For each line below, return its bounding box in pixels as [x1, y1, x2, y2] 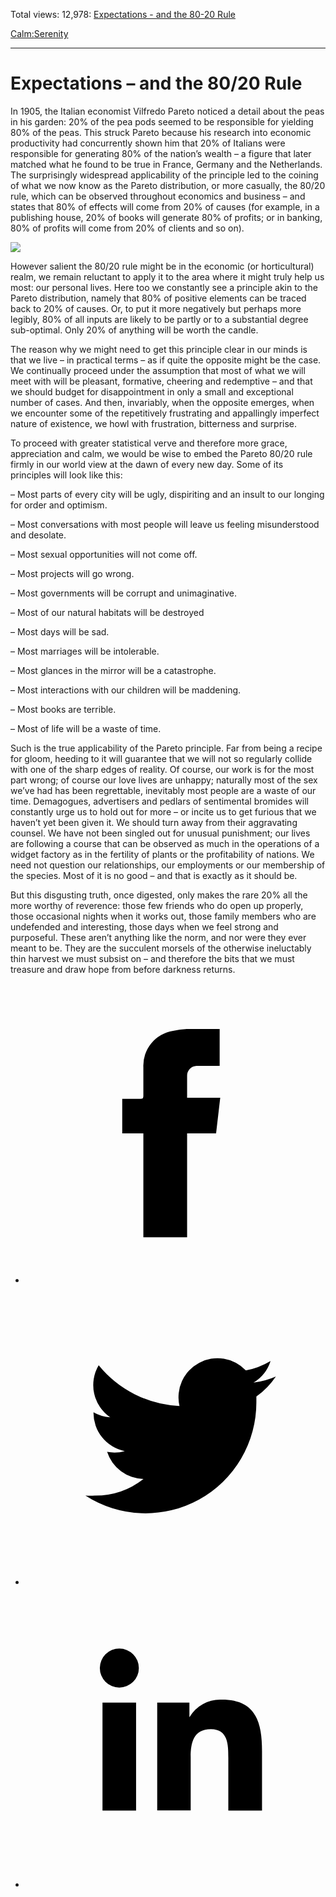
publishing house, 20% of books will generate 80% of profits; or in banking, [10, 211, 323, 223]
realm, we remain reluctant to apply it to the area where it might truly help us [10, 270, 325, 283]
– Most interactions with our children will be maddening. [10, 684, 242, 696]
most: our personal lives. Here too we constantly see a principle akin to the [10, 281, 318, 293]
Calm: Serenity [10, 28, 69, 39]
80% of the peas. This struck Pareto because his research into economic [10, 126, 312, 138]
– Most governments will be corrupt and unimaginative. [10, 587, 237, 599]
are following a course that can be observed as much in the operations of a [10, 837, 320, 849]
